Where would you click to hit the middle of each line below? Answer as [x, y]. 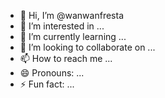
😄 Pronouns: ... [52, 73]
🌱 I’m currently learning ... [73, 36]
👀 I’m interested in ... [62, 26]
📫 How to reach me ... [66, 58]
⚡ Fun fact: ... [47, 84]
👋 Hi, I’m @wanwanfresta [71, 15]
